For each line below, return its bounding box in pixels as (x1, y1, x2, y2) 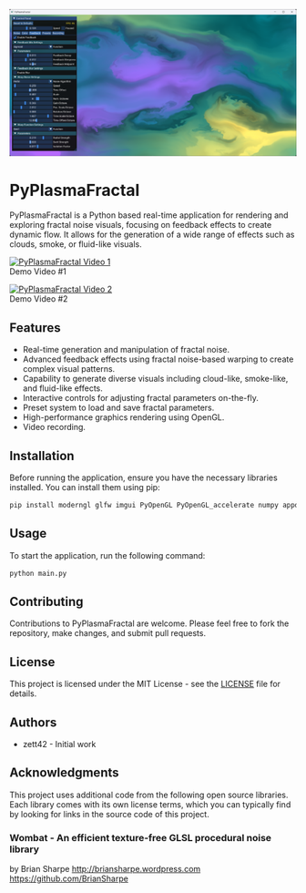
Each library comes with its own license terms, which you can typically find (9, 798, 291, 810)
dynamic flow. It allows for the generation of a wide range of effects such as (9, 229, 295, 241)
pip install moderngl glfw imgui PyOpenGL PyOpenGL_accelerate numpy (9, 500, 280, 509)
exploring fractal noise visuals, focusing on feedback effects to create (9, 220, 272, 231)
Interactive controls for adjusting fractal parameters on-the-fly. (22, 393, 260, 404)
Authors (9, 714, 57, 730)
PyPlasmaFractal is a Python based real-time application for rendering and (9, 210, 289, 221)
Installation (9, 447, 75, 464)
